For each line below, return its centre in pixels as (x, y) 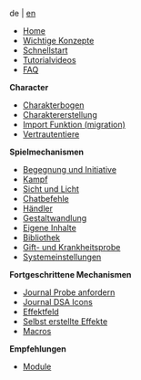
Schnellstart (45, 50)
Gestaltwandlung (55, 218)
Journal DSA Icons (57, 302)
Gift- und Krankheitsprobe (71, 247)
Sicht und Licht (51, 189)
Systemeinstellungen (62, 257)
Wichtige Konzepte (58, 41)
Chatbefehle (46, 199)
